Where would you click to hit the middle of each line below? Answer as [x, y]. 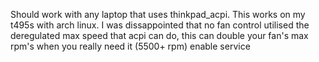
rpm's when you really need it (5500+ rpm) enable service [130, 46]
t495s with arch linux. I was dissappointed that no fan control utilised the [160, 25]
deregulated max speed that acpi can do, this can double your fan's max [159, 35]
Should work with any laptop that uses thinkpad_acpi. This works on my [158, 14]
